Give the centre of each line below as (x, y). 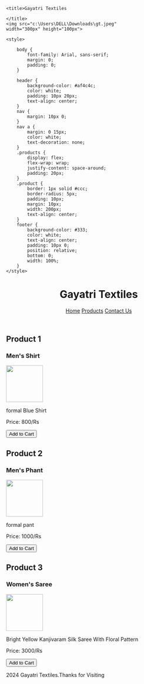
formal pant (20, 524)
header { (27, 81)
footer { (27, 225)
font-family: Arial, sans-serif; (68, 55)
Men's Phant (24, 470)
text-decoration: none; (56, 142)
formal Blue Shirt (26, 411)
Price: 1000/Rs (24, 536)
